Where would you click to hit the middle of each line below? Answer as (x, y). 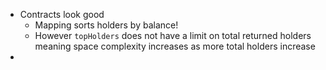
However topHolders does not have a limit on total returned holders (173, 35)
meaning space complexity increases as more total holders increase (175, 46)
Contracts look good (62, 14)
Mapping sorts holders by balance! (106, 25)
